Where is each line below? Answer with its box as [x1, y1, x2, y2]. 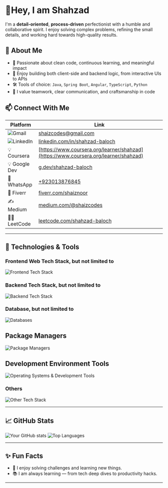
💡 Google [7, 160, 30, 167]
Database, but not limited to [5, 306, 74, 313]
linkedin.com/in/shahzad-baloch [38, 138, 115, 145]
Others [5, 385, 22, 392]
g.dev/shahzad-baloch [38, 163, 92, 170]
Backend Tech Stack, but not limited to [5, 282, 101, 289]
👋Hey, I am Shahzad [5, 5, 89, 16]
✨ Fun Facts [5, 451, 43, 460]
